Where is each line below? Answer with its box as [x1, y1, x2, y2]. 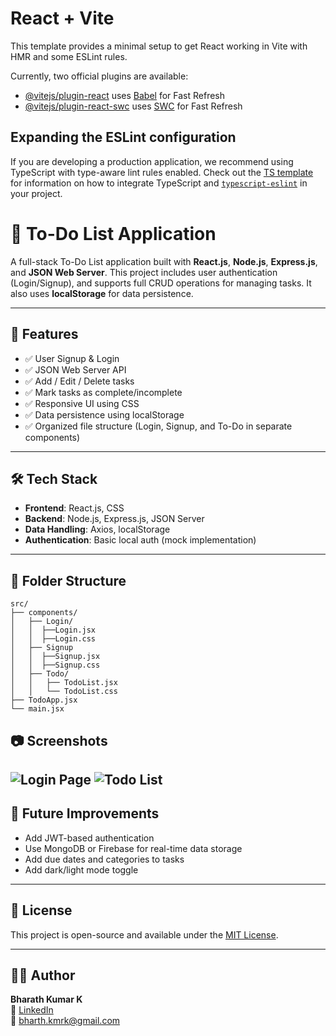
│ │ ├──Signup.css [10, 660, 101, 671]
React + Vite [10, 7, 115, 30]
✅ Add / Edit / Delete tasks [24, 375, 135, 387]
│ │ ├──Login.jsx [10, 625, 97, 636]
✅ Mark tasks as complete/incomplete [24, 386, 183, 398]
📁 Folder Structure [10, 572, 127, 589]
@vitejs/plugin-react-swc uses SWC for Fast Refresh [24, 100, 243, 112]
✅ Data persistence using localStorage [24, 408, 185, 421]
